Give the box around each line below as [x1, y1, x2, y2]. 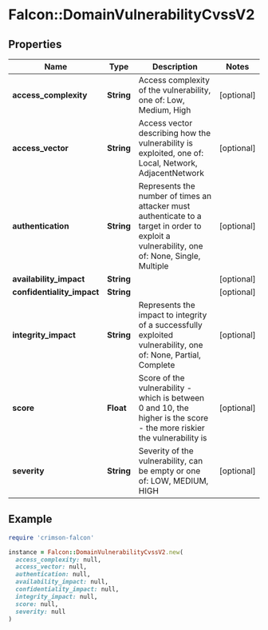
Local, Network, [138, 157, 198, 169]
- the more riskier [138, 422, 205, 433]
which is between [138, 393, 205, 403]
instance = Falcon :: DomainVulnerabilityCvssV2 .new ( [8, 548, 183, 556]
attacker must [138, 201, 191, 211]
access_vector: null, [15, 563, 88, 571]
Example [8, 512, 53, 526]
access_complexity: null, [15, 556, 102, 564]
